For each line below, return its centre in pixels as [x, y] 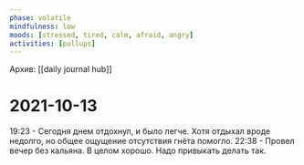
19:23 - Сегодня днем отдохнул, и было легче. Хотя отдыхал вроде [140, 131]
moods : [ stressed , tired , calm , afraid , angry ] [102, 35]
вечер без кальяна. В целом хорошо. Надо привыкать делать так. [138, 150]
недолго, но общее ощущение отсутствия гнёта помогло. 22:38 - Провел [152, 141]
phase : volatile [40, 18]
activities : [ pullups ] [52, 43]
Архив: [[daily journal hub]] [61, 69]
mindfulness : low [42, 26]
